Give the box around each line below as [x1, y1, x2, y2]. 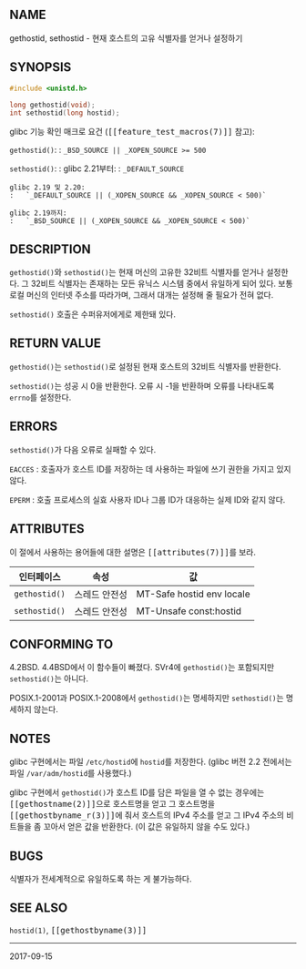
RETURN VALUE [9, 336, 102, 352]
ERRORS [9, 419, 58, 434]
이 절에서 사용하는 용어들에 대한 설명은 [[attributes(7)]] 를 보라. [9, 546, 257, 557]
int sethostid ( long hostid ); [9, 108, 120, 117]
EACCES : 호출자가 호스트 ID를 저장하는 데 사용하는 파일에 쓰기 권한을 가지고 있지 [9, 464, 291, 474]
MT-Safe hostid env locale [136, 587, 250, 600]
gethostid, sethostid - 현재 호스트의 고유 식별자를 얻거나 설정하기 [9, 32, 243, 44]
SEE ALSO [9, 901, 68, 916]
